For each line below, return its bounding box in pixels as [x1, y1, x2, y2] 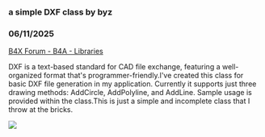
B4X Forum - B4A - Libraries [8, 47, 103, 56]
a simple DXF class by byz [8, 6, 113, 18]
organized [8, 71, 42, 81]
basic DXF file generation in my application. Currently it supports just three [8, 79, 257, 89]
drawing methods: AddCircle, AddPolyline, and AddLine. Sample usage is [8, 88, 252, 98]
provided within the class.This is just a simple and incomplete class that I [8, 96, 250, 106]
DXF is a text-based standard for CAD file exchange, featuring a [8, 62, 221, 72]
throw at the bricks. [8, 105, 74, 114]
